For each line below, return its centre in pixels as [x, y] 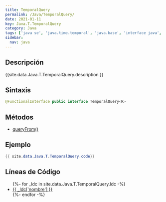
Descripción [24, 63]
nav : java [20, 42]
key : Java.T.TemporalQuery [33, 24]
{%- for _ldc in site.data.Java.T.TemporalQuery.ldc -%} [69, 184]
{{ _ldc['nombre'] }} [32, 189]
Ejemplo [18, 145]
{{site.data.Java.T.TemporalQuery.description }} [54, 74]
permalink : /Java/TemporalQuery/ [40, 14]
